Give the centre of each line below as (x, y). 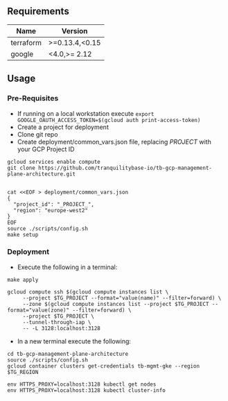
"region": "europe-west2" (51, 210)
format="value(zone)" (38, 310)
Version (74, 31)
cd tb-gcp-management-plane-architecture (68, 354)
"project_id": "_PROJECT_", (54, 204)
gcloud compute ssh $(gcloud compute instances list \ (88, 292)
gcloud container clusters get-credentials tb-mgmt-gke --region (103, 366)
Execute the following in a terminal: (67, 267)
